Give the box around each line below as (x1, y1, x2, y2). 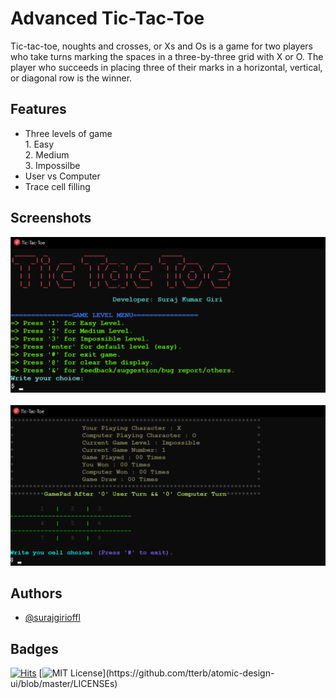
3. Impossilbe (24, 159, 81, 171)
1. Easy (24, 138, 54, 150)
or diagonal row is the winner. (10, 72, 133, 84)
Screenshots (10, 210, 92, 227)
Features (10, 101, 67, 118)
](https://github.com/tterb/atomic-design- (102, 667, 275, 679)
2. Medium (24, 148, 70, 161)
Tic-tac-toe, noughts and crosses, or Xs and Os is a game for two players (10, 40, 313, 52)
